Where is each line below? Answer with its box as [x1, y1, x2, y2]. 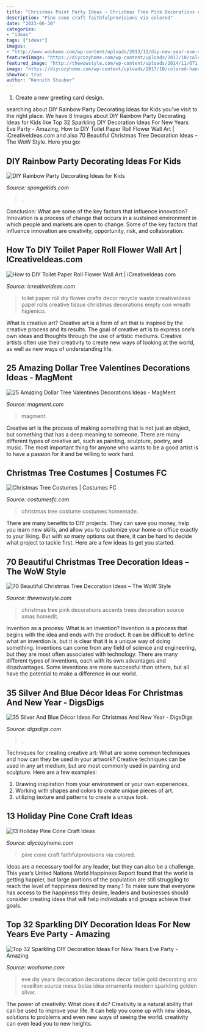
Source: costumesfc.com [6, 496, 70, 503]
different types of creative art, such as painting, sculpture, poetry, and [6, 437, 183, 444]
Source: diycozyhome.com [6, 839, 74, 847]
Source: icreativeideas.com [6, 282, 76, 290]
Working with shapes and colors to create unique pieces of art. [15, 787, 174, 794]
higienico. [21, 307, 46, 315]
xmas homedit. [21, 612, 59, 620]
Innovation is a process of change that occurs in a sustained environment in [6, 214, 197, 221]
